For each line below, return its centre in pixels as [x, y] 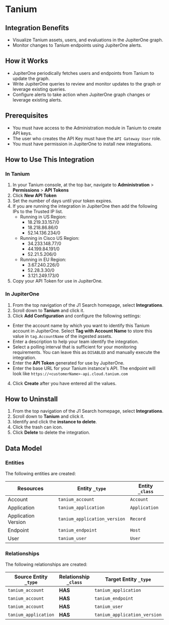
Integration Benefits [37, 28]
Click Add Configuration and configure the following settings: [76, 316]
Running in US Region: [43, 217]
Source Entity [31, 577]
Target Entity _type [128, 579]
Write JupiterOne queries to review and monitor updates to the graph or [87, 83]
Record [138, 519]
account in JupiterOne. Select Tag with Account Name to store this [82, 331]
